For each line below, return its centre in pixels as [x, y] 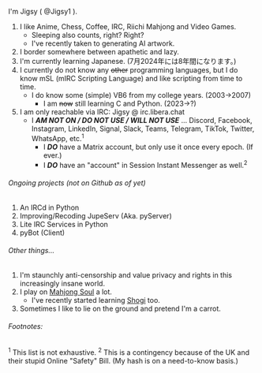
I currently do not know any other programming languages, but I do [129, 70]
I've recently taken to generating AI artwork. [103, 43]
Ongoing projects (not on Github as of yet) [77, 183]
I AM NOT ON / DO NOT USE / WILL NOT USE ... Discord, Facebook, [142, 120]
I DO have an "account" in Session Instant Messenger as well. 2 [145, 164]
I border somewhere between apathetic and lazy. [99, 52]
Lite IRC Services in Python [64, 224]
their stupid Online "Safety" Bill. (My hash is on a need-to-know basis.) [123, 360]
